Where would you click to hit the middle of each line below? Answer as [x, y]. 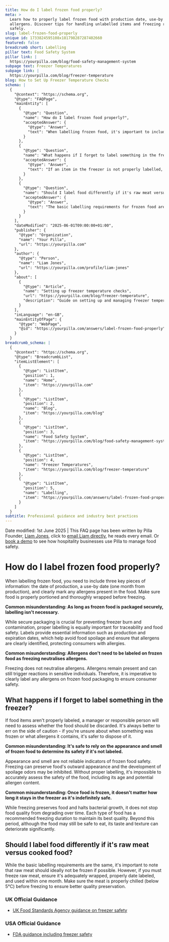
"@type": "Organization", [46, 235]
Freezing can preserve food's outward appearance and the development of [83, 767]
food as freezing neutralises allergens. [47, 659]
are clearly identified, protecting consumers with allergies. [65, 643]
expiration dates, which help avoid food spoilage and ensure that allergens [82, 638]
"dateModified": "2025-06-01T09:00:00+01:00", [64, 226]
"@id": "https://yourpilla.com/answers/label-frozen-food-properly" [92, 329]
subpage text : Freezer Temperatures [44, 66]
